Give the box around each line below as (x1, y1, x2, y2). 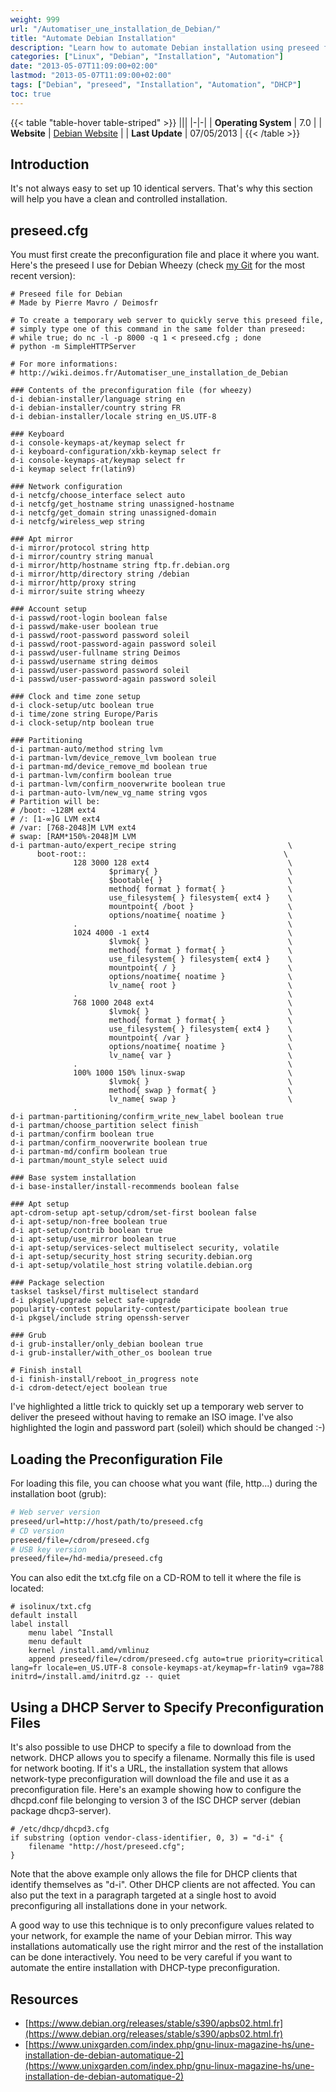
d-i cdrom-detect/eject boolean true (10, 1383, 168, 1393)
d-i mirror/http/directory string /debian (10, 569, 190, 580)
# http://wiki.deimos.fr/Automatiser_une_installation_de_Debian (10, 368, 288, 378)
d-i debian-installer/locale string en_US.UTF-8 (10, 412, 217, 422)
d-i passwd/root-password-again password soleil (10, 639, 217, 650)
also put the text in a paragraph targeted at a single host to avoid (10, 1889, 277, 1901)
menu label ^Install (28, 1628, 114, 1638)
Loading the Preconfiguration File (10, 1451, 223, 1468)
